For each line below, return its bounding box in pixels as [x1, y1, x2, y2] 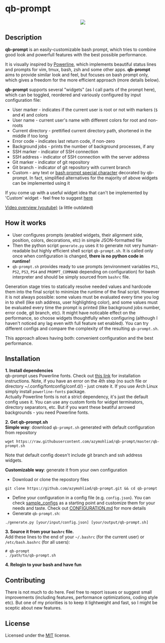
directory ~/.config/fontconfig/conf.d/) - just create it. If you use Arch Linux [5, 383, 158, 389]
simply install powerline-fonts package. [5, 389, 86, 395]
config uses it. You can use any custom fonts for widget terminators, [5, 399, 144, 405]
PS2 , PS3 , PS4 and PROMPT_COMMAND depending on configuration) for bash [12, 269, 156, 275]
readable [12, 247, 31, 253]
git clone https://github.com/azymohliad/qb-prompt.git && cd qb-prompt [5, 486, 158, 491]
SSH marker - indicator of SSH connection [12, 149, 99, 155]
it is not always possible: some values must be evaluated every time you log [5, 294, 159, 300]
